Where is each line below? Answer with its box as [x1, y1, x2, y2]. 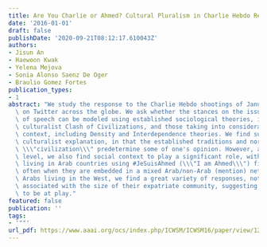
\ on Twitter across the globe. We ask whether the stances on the [15, 108, 244, 116]
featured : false [8, 197, 62, 205]
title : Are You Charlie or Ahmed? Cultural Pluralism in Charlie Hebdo [8, 11, 250, 20]
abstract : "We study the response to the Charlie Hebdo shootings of [8, 100, 244, 108]
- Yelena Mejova [8, 64, 62, 72]
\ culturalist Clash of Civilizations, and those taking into [15, 123, 226, 131]
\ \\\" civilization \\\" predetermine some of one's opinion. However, [15, 145, 254, 153]
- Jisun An [8, 49, 44, 57]
